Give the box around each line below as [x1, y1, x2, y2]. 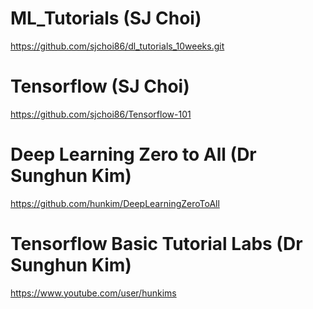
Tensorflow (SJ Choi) [10, 75, 190, 98]
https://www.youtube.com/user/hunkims [10, 287, 177, 299]
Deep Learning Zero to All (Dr [10, 143, 257, 166]
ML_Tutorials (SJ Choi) [10, 7, 202, 30]
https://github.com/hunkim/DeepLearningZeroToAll [10, 197, 220, 209]
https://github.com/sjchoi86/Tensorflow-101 [10, 108, 192, 120]
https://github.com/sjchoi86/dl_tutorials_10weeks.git [10, 40, 225, 52]
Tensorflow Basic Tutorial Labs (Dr [10, 233, 303, 255]
